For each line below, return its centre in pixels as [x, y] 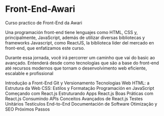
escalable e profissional [29, 73]
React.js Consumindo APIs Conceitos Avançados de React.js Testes [74, 98]
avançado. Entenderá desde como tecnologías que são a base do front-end [82, 63]
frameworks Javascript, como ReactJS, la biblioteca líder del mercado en [80, 42]
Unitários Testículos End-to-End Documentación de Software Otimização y [81, 104]
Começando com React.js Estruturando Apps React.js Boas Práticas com [79, 93]
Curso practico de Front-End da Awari [44, 23]
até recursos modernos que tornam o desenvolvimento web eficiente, [76, 68]
